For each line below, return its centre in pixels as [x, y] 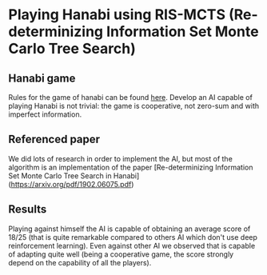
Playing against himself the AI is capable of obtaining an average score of [130, 229]
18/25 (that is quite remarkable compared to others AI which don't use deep [133, 237]
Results [28, 209]
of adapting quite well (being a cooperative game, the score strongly [121, 254]
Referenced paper [54, 139]
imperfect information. [45, 114]
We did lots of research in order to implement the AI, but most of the [121, 158]
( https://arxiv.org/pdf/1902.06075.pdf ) [71, 184]
